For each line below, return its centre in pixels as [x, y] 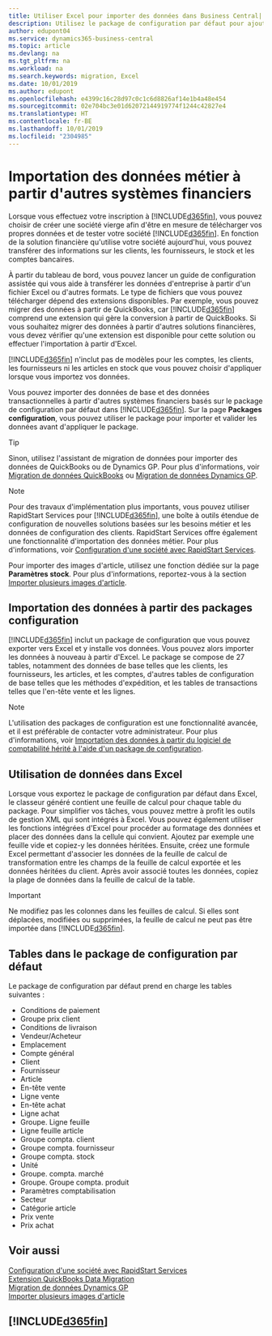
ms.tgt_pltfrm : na [39, 62]
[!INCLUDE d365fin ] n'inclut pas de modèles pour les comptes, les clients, [131, 359]
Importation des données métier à [125, 176]
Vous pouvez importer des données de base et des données [109, 392]
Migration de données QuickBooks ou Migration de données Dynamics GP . [133, 475]
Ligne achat [40, 1113]
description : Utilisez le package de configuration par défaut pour [126, 23]
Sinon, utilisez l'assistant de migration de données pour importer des [123, 457]
